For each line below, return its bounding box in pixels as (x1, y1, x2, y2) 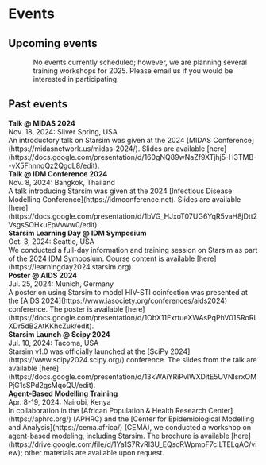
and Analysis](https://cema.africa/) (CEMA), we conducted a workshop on (8, 422, 252, 432)
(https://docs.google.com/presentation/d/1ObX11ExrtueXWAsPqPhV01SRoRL (8, 312, 258, 322)
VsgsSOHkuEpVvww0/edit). (8, 219, 99, 229)
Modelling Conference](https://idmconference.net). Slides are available (8, 194, 241, 203)
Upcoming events (8, 37, 98, 50)
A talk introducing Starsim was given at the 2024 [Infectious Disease (8, 186, 233, 196)
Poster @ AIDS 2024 (8, 270, 78, 280)
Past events (8, 97, 68, 111)
